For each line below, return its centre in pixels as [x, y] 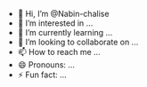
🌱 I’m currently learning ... [65, 32]
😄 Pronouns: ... [46, 65]
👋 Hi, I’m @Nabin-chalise [63, 14]
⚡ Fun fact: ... [42, 75]
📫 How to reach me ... [59, 52]
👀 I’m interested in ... [55, 23]
